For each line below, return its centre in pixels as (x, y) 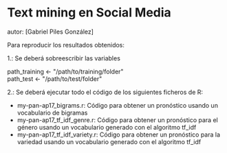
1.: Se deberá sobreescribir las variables (64, 58)
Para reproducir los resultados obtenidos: (66, 45)
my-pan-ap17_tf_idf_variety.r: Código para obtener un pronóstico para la (119, 134)
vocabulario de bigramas (52, 113)
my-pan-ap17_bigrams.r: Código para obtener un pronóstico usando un (118, 105)
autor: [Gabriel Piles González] (51, 32)
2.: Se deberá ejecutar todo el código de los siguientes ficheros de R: (105, 92)
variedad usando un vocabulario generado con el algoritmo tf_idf (109, 141)
